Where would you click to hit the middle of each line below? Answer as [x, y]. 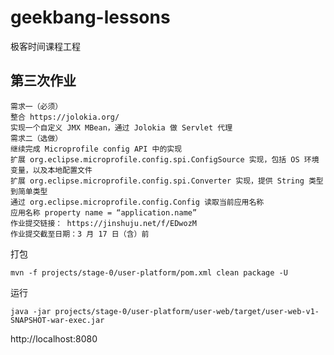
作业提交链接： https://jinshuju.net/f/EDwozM [103, 223]
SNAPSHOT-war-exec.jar [57, 320]
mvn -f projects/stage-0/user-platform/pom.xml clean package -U [149, 272]
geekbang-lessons [90, 17]
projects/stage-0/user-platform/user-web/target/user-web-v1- [187, 311]
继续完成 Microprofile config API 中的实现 [96, 149]
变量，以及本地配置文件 [51, 170]
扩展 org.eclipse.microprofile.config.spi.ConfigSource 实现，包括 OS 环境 [165, 159]
